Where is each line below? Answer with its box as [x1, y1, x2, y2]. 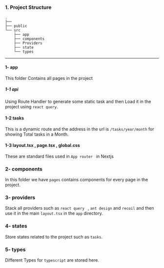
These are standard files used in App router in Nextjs [5, 153, 114, 159]
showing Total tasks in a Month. [5, 131, 69, 137]
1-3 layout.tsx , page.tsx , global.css [5, 143, 81, 148]
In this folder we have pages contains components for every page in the [5, 177, 148, 183]
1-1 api [5, 86, 19, 92]
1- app [5, 64, 18, 70]
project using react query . [5, 104, 58, 110]
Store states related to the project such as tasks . [5, 234, 103, 240]
